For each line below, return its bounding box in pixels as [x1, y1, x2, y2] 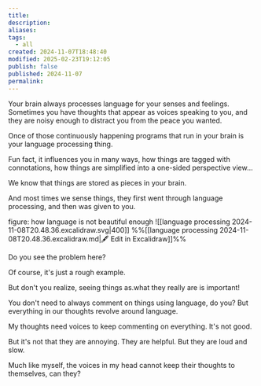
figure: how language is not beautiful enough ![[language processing [8, 217, 230, 226]
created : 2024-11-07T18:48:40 [8, 48, 108, 56]
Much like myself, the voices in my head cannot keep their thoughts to [8, 360, 236, 369]
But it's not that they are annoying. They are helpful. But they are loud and [8, 336, 248, 346]
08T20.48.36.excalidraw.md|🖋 [8, 233, 109, 244]
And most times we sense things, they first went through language [8, 193, 223, 203]
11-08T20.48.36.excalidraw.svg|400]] [8, 225, 130, 234]
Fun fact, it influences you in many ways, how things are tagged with [8, 154, 230, 164]
